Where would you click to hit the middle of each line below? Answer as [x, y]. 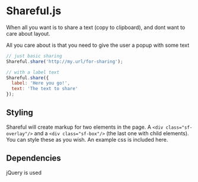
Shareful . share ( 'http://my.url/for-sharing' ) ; [65, 61]
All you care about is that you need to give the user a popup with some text [98, 45]
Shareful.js [34, 11]
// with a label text [33, 72]
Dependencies [33, 158]
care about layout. [28, 33]
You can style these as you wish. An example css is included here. [87, 139]
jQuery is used [24, 173]
